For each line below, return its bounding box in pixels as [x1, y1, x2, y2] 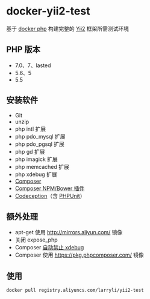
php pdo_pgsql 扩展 [14, 140, 65, 148]
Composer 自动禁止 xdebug [14, 244, 84, 251]
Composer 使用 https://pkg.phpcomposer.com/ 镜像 [14, 251, 145, 258]
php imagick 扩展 [14, 156, 58, 163]
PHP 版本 [6, 44, 40, 55]
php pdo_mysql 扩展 [14, 133, 66, 140]
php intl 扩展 [14, 125, 46, 133]
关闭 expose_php [14, 236, 58, 243]
